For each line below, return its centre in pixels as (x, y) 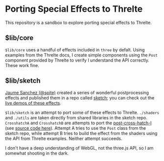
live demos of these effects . (33, 103)
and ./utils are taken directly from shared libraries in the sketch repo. (76, 117)
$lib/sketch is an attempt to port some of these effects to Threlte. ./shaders (82, 112)
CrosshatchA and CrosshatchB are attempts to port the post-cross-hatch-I (78, 123)
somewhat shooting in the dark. (37, 153)
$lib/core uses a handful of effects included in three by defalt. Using (75, 49)
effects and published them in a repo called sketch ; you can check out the (80, 98)
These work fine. (22, 65)
